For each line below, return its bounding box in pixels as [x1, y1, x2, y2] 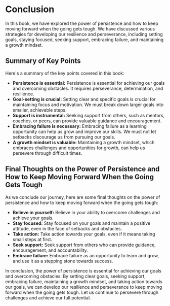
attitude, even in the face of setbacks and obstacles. [12, 225, 122, 231]
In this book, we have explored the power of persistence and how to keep [5, 20, 158, 26]
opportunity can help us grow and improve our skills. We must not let [12, 128, 156, 134]
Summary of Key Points [5, 57, 81, 65]
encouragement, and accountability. [12, 247, 88, 253]
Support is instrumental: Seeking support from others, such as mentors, [12, 112, 165, 118]
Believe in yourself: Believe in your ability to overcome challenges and [12, 209, 160, 215]
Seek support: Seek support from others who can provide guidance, [12, 242, 156, 248]
